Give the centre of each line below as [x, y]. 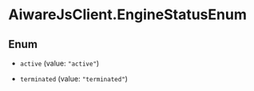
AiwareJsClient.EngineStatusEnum [128, 15]
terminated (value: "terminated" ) [73, 79]
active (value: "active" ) [60, 63]
